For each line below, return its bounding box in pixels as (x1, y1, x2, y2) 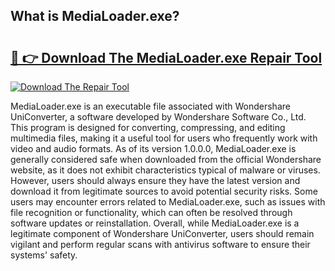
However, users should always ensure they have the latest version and (10, 175, 301, 186)
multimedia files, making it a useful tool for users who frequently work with (10, 132, 318, 144)
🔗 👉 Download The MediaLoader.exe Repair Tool (10, 49, 323, 66)
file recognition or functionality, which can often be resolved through (10, 207, 293, 218)
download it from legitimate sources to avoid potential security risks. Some (10, 185, 318, 197)
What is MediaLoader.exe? (10, 8, 180, 25)
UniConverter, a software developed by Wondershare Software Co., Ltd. (10, 111, 307, 123)
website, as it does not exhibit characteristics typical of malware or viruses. (10, 164, 321, 176)
